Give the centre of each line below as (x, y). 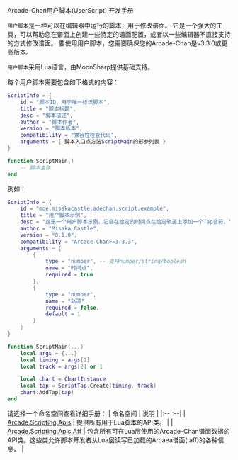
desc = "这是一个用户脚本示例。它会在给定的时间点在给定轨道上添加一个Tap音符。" (126, 222)
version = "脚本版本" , (51, 129)
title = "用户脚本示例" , (53, 215)
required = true (69, 275)
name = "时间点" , (69, 268)
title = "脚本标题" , (48, 108)
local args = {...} (49, 353)
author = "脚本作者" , (50, 122)
